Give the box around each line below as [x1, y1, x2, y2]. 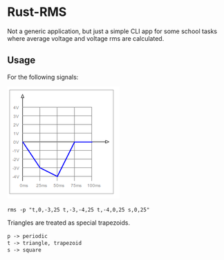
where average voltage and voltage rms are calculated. [7, 34, 165, 42]
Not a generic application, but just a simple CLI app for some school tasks [7, 27, 218, 35]
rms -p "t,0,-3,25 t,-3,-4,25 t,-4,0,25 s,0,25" [7, 206, 150, 213]
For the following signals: [7, 73, 79, 81]
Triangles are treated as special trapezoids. [7, 219, 130, 227]
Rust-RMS [7, 4, 67, 20]
